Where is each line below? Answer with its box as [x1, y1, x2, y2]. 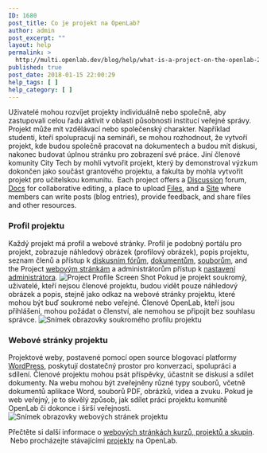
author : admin [8, 26, 56, 34]
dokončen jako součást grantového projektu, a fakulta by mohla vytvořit [8, 166, 244, 176]
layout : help [8, 41, 52, 49]
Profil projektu [8, 221, 65, 232]
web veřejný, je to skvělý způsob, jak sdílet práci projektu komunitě [8, 395, 228, 404]
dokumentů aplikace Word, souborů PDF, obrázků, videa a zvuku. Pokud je [8, 386, 253, 396]
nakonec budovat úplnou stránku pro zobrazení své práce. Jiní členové [8, 150, 241, 159]
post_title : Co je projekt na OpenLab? [8, 19, 141, 27]
